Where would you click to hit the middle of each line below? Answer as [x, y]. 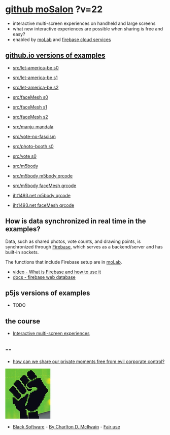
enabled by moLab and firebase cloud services [62, 40]
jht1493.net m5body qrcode [42, 195]
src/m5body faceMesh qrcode [44, 186]
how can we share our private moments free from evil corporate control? [89, 361]
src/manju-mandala [33, 126]
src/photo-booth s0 [33, 146]
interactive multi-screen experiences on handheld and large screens [84, 23]
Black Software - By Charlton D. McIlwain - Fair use [66, 427]
